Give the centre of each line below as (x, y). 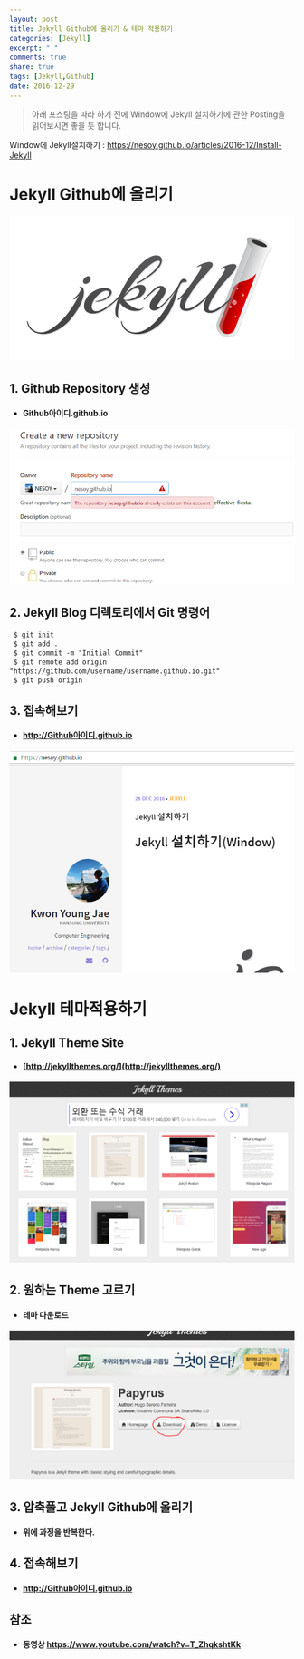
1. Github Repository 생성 (80, 389)
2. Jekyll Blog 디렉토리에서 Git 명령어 (110, 612)
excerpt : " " (34, 48)
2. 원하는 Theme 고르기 (72, 1290)
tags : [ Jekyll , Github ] (52, 77)
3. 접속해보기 (44, 711)
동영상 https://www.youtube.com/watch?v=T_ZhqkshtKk (132, 1644)
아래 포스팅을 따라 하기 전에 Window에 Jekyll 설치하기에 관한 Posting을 (158, 114)
